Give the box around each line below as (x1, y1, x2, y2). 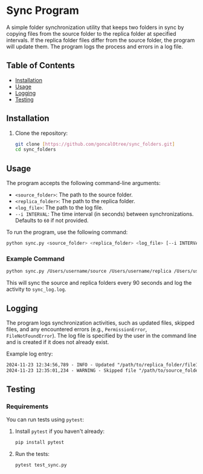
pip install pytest (14, 440, 65, 446)
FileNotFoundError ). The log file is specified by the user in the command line (6, 332, 197, 339)
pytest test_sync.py (14, 462, 67, 469)
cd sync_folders (14, 146, 56, 153)
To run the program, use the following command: (6, 229, 128, 236)
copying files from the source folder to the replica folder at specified (6, 30, 176, 37)
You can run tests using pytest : (6, 416, 85, 423)
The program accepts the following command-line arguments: (6, 180, 161, 187)
